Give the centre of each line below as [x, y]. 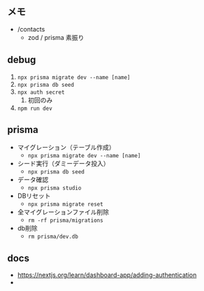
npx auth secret [41, 92]
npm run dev [35, 108]
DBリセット [34, 196]
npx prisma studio [54, 188]
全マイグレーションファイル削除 [63, 212]
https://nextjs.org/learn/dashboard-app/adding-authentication [107, 275]
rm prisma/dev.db [53, 237]
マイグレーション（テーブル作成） [66, 148]
